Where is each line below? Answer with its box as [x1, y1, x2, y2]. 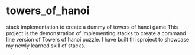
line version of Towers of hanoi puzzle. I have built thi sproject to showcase [6, 36, 190, 43]
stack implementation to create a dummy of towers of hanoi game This [6, 23, 178, 30]
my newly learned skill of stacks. [6, 42, 86, 49]
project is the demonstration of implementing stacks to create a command [6, 29, 186, 36]
